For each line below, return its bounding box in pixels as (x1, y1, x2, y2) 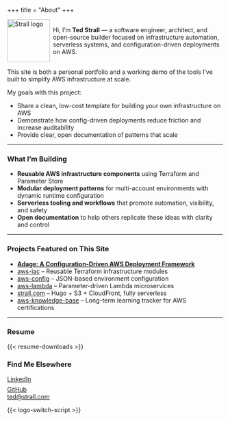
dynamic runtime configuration (16, 192, 105, 200)
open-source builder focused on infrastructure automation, (53, 34, 219, 41)
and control (16, 220, 50, 229)
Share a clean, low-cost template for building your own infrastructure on (16, 102, 221, 110)
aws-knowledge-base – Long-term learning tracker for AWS (16, 296, 187, 304)
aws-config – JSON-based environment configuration (16, 274, 169, 283)
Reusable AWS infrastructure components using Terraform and (16, 170, 200, 178)
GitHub (7, 385, 27, 394)
